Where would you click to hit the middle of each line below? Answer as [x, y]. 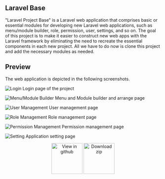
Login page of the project [48, 88]
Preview [18, 67]
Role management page [72, 117]
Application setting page [50, 136]
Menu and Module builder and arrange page [100, 98]
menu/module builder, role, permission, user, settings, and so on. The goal [81, 30]
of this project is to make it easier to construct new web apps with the [76, 36]
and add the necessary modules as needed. [50, 51]
